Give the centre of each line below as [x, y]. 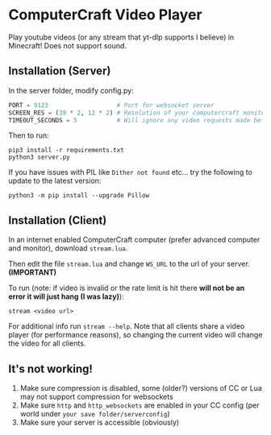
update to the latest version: [55, 181]
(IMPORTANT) [33, 272]
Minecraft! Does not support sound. [68, 45]
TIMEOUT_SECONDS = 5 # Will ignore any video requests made [129, 120]
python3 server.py [39, 157]
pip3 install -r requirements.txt [67, 151]
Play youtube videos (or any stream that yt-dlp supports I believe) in [121, 37]
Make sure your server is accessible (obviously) [100, 422]
